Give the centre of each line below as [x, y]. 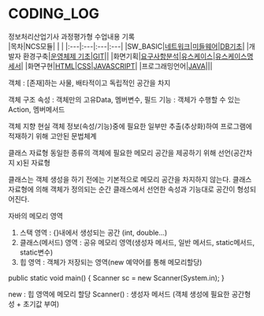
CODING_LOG [54, 14]
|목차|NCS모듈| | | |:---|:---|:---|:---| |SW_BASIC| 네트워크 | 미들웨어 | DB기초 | [126, 46]
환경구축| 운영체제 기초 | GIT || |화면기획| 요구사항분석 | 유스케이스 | [119, 56]
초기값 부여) [41, 303]
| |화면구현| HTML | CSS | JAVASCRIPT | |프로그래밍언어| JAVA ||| [117, 66]
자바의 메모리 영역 [35, 216]
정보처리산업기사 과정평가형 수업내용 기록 [72, 36]
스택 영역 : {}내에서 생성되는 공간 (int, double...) [93, 232]
